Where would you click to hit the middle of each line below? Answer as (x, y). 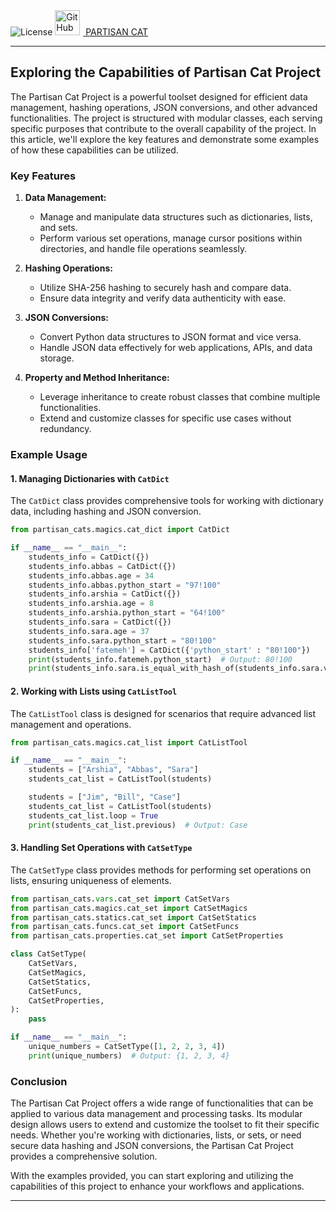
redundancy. (65, 429)
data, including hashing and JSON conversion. (106, 511)
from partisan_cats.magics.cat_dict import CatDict (120, 530)
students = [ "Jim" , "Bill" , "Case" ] (105, 797)
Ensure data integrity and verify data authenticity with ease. (163, 298)
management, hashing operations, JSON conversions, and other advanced (164, 107)
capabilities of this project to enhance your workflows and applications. (157, 1186)
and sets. (58, 228)
